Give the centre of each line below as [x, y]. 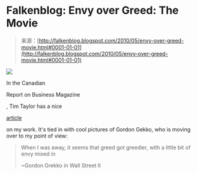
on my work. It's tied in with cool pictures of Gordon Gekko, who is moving [98, 129]
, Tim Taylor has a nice [34, 106]
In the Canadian [26, 83]
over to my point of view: [37, 136]
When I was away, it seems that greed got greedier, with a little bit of [106, 147]
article [14, 118]
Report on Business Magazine [43, 94]
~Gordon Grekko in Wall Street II [61, 165]
